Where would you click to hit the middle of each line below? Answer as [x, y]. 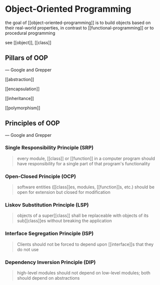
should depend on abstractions [48, 278]
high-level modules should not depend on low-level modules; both [84, 273]
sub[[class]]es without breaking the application [64, 221]
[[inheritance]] [20, 98]
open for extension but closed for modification [64, 192]
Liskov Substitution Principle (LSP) [47, 205]
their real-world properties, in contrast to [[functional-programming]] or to [80, 27]
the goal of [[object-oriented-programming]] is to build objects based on [78, 23]
